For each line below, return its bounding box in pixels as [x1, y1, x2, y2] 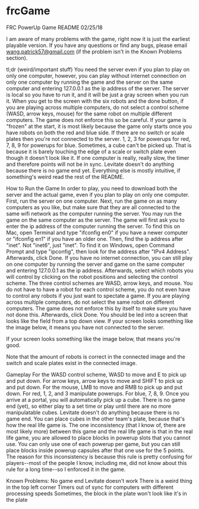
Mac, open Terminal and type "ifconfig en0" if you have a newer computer [6, 229, 188, 236]
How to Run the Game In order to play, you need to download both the [6, 184, 178, 191]
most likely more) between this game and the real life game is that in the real [6, 428, 193, 435]
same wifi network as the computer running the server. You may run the [6, 210, 182, 217]
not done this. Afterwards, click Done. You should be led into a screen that [6, 311, 188, 318]
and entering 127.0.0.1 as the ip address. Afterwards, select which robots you [6, 266, 194, 274]
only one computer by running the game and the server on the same [6, 78, 173, 86]
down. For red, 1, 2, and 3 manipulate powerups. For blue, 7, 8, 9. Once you [6, 389, 189, 397]
